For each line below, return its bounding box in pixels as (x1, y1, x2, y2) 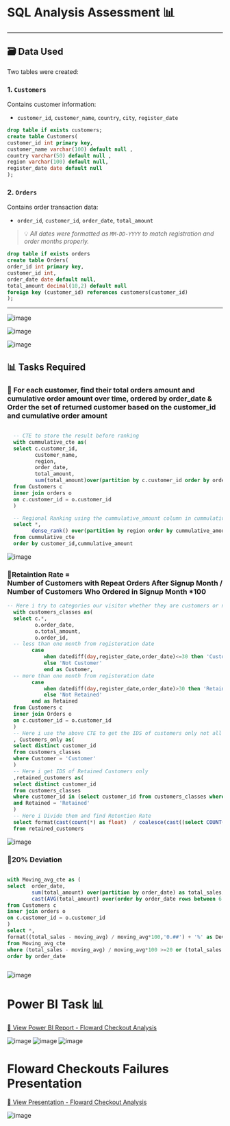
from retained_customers (13, 825, 84, 832)
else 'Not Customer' (43, 660, 103, 667)
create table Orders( (7, 257, 69, 264)
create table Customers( (7, 133, 78, 140)
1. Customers (7, 84, 47, 94)
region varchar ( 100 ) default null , (7, 158, 109, 166)
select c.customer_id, (13, 445, 78, 452)
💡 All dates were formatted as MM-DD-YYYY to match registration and (23, 229, 214, 238)
